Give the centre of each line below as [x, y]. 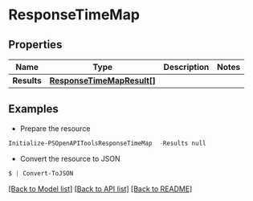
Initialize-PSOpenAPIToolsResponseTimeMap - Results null [107, 143]
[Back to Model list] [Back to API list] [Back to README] [100, 189]
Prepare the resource [55, 128]
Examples [33, 109]
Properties [35, 45]
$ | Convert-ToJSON [41, 173]
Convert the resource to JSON [70, 158]
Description [186, 67]
